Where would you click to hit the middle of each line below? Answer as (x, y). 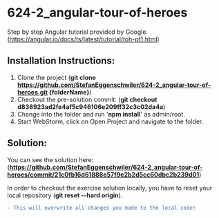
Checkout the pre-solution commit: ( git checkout (87, 99)
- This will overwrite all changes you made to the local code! (102, 208)
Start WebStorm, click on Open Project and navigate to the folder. (110, 121)
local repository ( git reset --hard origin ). (65, 195)
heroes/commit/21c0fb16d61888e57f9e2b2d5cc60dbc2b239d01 (103, 175)
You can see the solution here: (50, 159)
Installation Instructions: (61, 61)
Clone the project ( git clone (57, 77)
